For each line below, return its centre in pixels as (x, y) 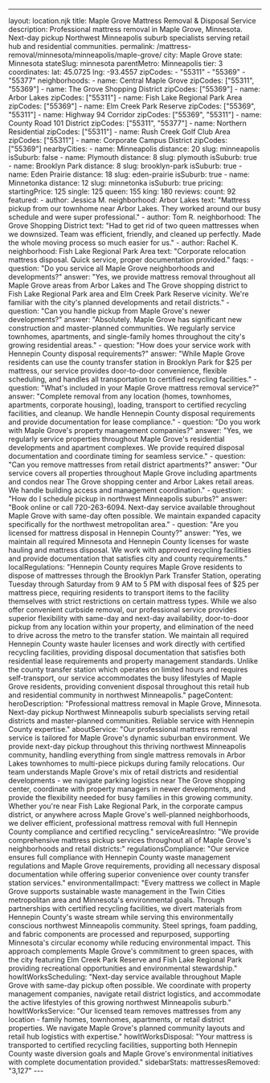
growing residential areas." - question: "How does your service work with (129, 345)
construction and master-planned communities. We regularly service (122, 328)
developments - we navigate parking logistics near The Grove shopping (127, 781)
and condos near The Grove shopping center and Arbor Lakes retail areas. (131, 482)
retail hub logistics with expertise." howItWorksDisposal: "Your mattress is (131, 1036)
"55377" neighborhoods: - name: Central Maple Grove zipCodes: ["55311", (131, 80)
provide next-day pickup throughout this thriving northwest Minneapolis (127, 746)
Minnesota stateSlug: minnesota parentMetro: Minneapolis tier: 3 (116, 63)
